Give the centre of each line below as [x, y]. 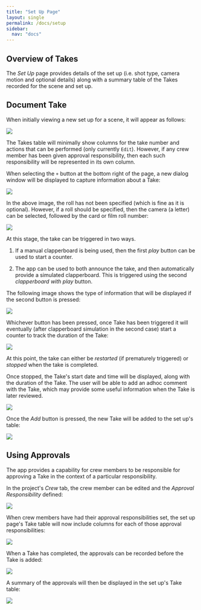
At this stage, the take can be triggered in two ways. [71, 238]
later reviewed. [25, 395]
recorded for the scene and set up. [49, 86]
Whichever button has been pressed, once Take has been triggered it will [97, 322]
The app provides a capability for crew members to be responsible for [93, 470]
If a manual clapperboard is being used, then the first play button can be [105, 250]
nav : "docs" [27, 34]
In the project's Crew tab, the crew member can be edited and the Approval [100, 488]
